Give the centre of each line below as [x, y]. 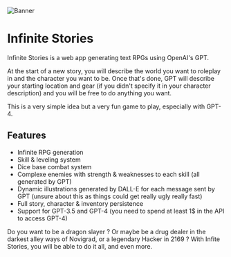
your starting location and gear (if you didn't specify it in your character [109, 86]
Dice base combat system [54, 166]
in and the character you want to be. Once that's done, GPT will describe [111, 78]
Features [27, 136]
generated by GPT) [44, 181]
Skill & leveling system [49, 160]
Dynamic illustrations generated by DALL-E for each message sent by [116, 189]
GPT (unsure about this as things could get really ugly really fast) [110, 196]
